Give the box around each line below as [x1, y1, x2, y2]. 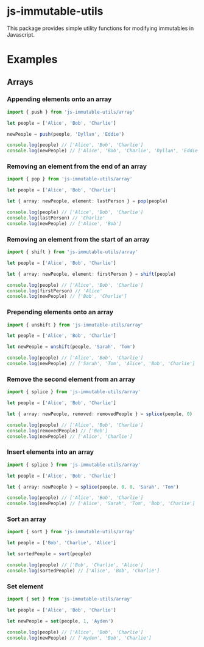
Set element [7, 582, 44, 591]
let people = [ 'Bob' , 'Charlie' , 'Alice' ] [7, 540, 116, 546]
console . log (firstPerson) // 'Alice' [7, 287, 103, 294]
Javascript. [7, 31, 35, 38]
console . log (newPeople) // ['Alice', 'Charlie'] [7, 433, 133, 440]
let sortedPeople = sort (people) [7, 551, 92, 557]
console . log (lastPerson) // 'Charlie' [7, 215, 105, 221]
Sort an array [7, 515, 46, 523]
